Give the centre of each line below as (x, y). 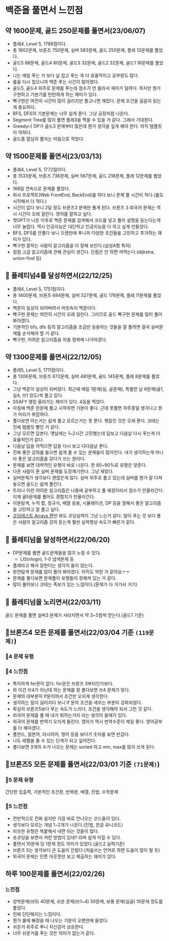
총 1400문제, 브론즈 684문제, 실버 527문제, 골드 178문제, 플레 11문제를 (82, 295)
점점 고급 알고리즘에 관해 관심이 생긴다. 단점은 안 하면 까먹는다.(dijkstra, (84, 252)
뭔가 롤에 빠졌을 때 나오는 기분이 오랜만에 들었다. (60, 921)
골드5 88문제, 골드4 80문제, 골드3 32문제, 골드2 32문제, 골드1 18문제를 (83, 63)
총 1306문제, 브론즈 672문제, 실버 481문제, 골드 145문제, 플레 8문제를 (81, 377)
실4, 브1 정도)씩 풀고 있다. (38, 395)
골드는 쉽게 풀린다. (45, 484)
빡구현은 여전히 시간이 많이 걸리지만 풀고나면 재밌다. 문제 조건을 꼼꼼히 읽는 (87, 101)
